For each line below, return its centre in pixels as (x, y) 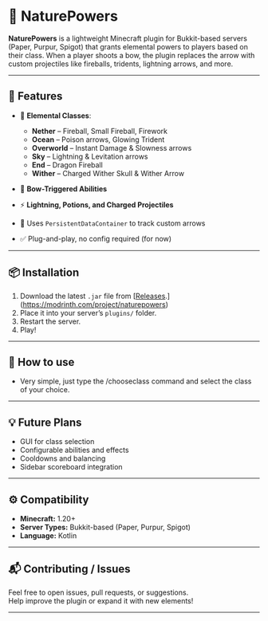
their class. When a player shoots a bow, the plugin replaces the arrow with (132, 55)
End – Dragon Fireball (67, 165)
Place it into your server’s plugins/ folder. (88, 312)
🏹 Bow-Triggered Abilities (63, 189)
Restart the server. (50, 321)
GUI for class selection (57, 442)
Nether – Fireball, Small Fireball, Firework (99, 131)
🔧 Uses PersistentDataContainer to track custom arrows (112, 223)
